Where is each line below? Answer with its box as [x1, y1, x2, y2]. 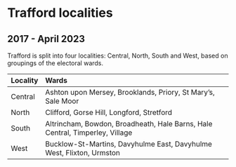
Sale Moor [45, 96, 79, 106]
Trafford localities [7, 5, 114, 21]
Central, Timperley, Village [45, 128, 133, 138]
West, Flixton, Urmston [45, 148, 121, 157]
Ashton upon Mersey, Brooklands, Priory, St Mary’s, [45, 88, 216, 97]
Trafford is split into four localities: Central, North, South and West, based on [7, 51, 228, 60]
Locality [11, 76, 39, 85]
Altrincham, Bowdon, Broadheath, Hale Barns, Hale [45, 119, 213, 128]
